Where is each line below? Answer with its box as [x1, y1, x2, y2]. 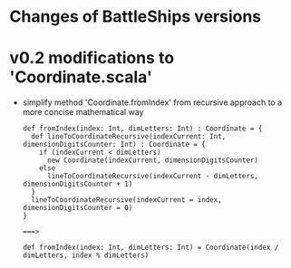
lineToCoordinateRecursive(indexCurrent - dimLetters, [46, 172, 259, 181]
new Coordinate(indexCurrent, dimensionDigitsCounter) [46, 156, 259, 165]
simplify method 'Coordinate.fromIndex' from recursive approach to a [22, 97, 283, 108]
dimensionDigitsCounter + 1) [22, 179, 133, 189]
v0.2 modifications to [9, 48, 175, 69]
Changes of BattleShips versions [9, 6, 262, 27]
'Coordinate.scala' [9, 67, 152, 88]
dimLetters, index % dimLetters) [22, 251, 150, 260]
